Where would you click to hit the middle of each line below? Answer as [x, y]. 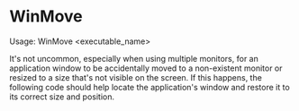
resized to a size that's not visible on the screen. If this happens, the [136, 77]
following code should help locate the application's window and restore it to [149, 87]
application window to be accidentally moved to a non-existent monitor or [146, 68]
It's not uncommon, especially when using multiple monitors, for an [134, 58]
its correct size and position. [62, 97]
